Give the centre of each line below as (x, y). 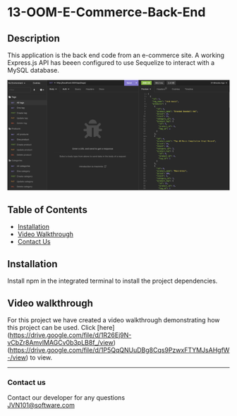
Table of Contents (48, 210)
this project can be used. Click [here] (61, 327)
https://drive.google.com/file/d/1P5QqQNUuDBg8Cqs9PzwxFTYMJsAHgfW (120, 350)
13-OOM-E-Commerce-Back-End (107, 12)
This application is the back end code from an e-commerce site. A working (116, 55)
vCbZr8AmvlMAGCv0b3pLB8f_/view (61, 342)
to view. (41, 357)
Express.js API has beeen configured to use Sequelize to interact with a (111, 63)
